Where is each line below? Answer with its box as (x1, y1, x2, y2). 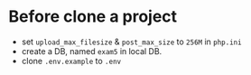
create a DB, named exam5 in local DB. (21, 45, 163, 56)
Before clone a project (8, 6, 178, 27)
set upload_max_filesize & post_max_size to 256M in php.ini (21, 36, 242, 47)
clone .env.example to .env (21, 55, 122, 66)
